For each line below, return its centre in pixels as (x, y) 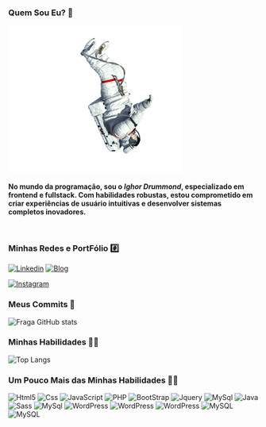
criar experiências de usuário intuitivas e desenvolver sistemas (115, 203)
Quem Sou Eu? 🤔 (41, 13)
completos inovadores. (47, 212)
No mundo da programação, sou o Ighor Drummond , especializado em (126, 187)
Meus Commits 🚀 (42, 305)
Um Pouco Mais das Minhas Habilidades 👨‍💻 (93, 380)
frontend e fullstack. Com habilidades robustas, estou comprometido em (131, 194)
